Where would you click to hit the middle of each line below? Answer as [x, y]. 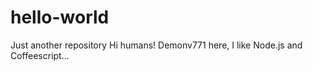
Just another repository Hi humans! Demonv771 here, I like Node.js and [156, 45]
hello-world [60, 17]
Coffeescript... [40, 55]
